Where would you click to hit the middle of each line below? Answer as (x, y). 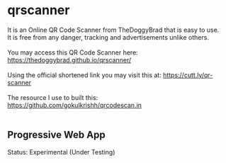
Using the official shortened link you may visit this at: (84, 75)
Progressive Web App (56, 135)
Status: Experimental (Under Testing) (61, 152)
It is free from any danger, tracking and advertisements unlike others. (108, 37)
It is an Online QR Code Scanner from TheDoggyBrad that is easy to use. (113, 30)
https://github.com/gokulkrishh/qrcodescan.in (74, 105)
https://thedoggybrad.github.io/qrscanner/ (69, 60)
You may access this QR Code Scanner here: (73, 52)
